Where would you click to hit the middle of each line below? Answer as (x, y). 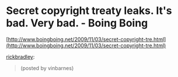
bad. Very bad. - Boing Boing (77, 23)
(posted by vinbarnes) (47, 68)
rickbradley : (20, 57)
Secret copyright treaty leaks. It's (89, 11)
